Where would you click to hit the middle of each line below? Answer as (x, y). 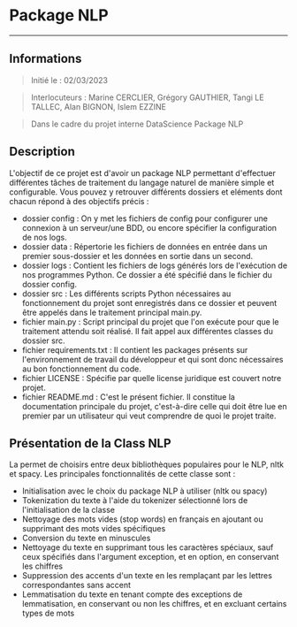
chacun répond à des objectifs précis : (79, 201)
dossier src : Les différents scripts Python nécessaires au (126, 294)
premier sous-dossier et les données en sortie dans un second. (137, 256)
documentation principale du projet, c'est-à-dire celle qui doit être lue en (154, 406)
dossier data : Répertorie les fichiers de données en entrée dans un (145, 246)
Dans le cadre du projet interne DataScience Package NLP (137, 124)
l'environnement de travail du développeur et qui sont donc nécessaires (152, 359)
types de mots (48, 613)
